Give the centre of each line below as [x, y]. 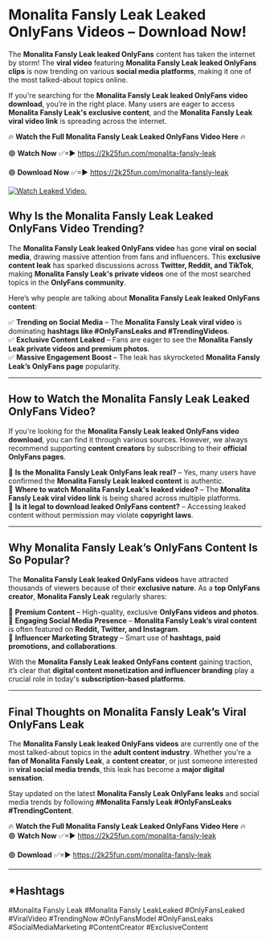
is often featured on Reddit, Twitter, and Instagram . [94, 630]
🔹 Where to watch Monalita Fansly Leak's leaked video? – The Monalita [129, 489]
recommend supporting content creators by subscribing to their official [128, 448]
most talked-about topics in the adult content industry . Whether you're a [130, 753]
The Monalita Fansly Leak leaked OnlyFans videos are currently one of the [134, 744]
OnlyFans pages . [37, 457]
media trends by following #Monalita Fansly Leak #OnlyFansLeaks [120, 802]
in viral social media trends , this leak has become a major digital [117, 770]
